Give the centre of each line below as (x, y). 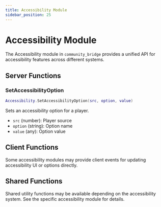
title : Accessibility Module (36, 10)
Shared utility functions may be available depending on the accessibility (81, 193)
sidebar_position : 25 (28, 15)
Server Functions (33, 75)
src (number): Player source (42, 120)
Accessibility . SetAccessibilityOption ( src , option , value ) (69, 101)
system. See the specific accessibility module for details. (65, 199)
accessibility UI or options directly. (42, 165)
